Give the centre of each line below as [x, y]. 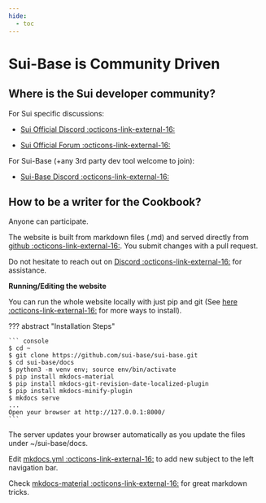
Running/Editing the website [58, 286]
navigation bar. [33, 468]
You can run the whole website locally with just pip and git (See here [123, 302]
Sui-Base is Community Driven [114, 64]
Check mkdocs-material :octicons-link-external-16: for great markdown [128, 483]
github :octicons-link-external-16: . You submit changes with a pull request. [133, 246]
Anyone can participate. [48, 221]
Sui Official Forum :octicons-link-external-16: [95, 145]
